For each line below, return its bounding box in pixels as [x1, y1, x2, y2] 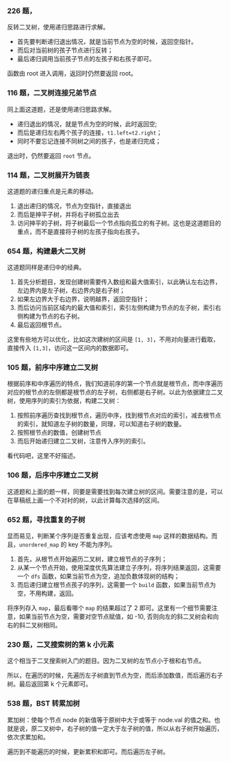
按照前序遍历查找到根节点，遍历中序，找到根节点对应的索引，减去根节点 [16, 411, 221, 419]
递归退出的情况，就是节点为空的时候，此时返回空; [16, 119, 157, 128]
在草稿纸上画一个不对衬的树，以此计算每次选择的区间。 [7, 496, 163, 504]
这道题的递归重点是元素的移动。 [7, 187, 97, 195]
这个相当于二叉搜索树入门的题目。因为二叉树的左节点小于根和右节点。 [7, 657, 205, 665]
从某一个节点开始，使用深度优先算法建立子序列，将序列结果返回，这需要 [16, 564, 221, 572]
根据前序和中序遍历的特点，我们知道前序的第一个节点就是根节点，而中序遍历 [7, 380, 223, 388]
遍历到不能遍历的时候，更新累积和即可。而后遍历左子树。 [7, 747, 169, 756]
